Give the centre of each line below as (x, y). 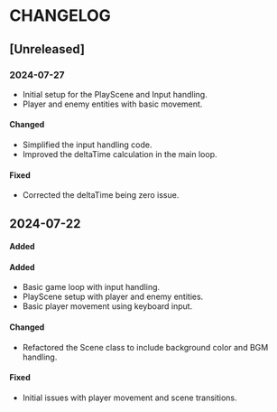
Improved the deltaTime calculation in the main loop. (120, 154)
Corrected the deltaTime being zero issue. (101, 195)
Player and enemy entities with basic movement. (112, 104)
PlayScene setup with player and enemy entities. (113, 297)
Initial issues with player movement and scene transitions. (129, 398)
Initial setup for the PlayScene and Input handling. (115, 94)
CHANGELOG (60, 16)
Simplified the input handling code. (87, 145)
